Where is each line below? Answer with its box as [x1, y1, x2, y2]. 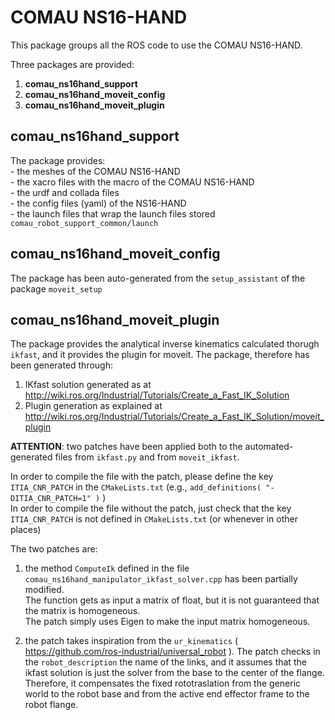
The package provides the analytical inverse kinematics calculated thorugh [10, 338, 320, 350]
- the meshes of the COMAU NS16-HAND [10, 165, 181, 177]
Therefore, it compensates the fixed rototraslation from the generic [24, 677, 302, 690]
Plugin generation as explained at [24, 400, 163, 412]
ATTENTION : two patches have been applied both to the [10, 441, 243, 453]
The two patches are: [10, 543, 98, 555]
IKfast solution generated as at [24, 379, 152, 391]
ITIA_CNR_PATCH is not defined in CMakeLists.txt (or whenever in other [10, 513, 298, 525]
